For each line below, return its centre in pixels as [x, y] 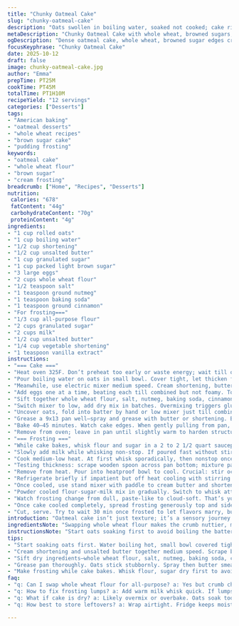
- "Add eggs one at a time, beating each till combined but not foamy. [116, 392]
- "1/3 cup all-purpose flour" [54, 319]
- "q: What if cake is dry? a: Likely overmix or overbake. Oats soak [114, 598]
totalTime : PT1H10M [36, 94]
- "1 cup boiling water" [44, 240]
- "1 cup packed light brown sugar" [62, 266]
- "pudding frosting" [39, 147]
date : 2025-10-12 [33, 54]
